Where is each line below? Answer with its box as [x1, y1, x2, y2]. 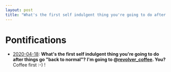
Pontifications [5, 34, 67, 46]
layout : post [5, 7, 33, 13]
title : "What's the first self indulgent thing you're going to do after [5, 12, 166, 17]
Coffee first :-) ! [12, 62, 46, 68]
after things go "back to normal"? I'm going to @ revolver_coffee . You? [12, 57, 166, 63]
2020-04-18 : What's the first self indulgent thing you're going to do [12, 51, 160, 57]
